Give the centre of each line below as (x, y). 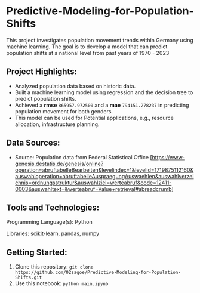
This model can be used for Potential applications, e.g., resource (94, 118)
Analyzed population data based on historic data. (75, 86)
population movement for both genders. (64, 111)
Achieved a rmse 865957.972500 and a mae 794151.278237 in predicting (102, 105)
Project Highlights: (42, 72)
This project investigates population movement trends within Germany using (100, 40)
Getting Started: (37, 252)
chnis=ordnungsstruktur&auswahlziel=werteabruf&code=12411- (93, 183)
